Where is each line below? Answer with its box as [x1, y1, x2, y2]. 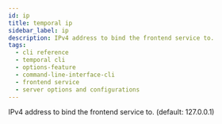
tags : [8, 41, 26, 49]
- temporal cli [15, 56, 66, 64]
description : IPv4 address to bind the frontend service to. [8, 33, 215, 42]
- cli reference [15, 48, 69, 56]
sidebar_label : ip [8, 26, 69, 34]
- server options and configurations [15, 85, 140, 94]
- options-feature [15, 64, 77, 72]
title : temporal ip [8, 19, 73, 27]
